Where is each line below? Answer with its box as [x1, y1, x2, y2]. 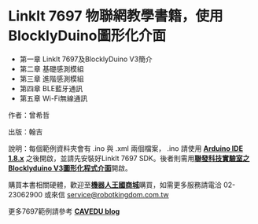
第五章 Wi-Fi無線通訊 [19, 94, 88, 103]
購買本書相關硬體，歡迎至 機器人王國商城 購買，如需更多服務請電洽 [8, 180, 222, 189]
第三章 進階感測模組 [19, 74, 84, 83]
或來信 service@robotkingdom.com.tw [44, 189, 169, 199]
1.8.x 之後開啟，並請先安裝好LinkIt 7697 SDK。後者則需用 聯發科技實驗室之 [8, 153, 250, 163]
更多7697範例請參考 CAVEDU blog [8, 206, 120, 216]
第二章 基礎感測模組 [19, 64, 84, 73]
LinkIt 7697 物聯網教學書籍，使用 [8, 7, 223, 25]
